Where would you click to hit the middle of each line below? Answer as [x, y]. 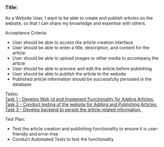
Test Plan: [15, 119]
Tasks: [12, 94]
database [22, 84]
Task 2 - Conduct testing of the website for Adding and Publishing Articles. [82, 105]
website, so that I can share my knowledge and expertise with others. [76, 23]
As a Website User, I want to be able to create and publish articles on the [79, 18]
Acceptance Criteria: [26, 33]
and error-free [44, 134]
